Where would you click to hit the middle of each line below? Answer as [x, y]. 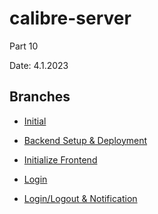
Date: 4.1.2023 [39, 65]
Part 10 [24, 46]
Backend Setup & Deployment [85, 140]
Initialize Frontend [60, 159]
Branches [40, 97]
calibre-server [70, 18]
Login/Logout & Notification [80, 198]
